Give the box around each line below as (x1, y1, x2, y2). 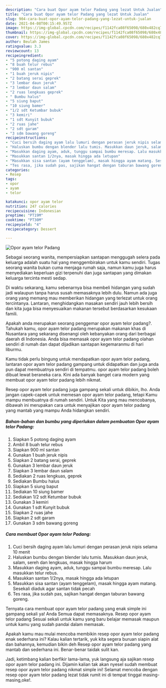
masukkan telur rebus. (12, 570, 58, 576)
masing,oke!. (5, 677, 32, 683)
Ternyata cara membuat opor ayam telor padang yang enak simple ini (5, 605, 147, 611)
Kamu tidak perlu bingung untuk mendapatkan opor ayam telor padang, (5, 356, 151, 362)
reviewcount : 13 (5, 48, 39, 53)
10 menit (12, 549, 30, 555)
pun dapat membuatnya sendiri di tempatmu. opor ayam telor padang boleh (5, 366, 159, 372)
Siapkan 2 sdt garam (12, 515, 55, 521)
